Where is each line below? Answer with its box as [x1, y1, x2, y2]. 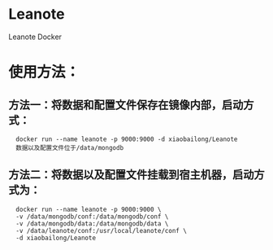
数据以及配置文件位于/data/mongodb [15, 143, 124, 151]
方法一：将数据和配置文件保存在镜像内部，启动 [8, 98, 244, 112]
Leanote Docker [8, 32, 63, 42]
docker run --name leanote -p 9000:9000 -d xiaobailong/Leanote [15, 135, 238, 143]
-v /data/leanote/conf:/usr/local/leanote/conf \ [15, 226, 187, 235]
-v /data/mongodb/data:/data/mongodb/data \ [15, 219, 169, 228]
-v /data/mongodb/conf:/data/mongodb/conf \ [15, 213, 169, 221]
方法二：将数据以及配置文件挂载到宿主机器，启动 [8, 168, 254, 182]
